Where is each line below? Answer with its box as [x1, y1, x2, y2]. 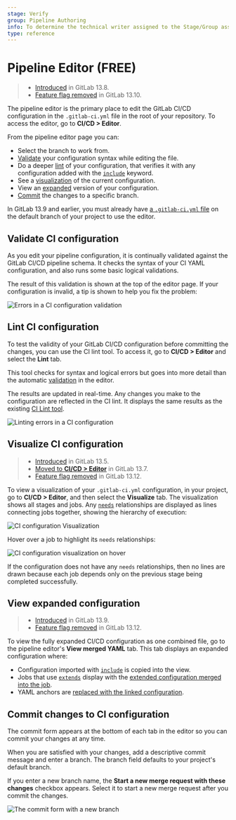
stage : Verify [7, 10, 49, 18]
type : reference [7, 29, 55, 37]
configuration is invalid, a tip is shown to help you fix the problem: [7, 287, 198, 296]
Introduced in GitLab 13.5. [34, 457, 110, 465]
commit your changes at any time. [7, 734, 106, 743]
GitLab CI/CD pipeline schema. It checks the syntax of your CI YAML [7, 259, 205, 267]
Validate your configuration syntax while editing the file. [17, 154, 179, 162]
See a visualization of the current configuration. [17, 176, 156, 185]
